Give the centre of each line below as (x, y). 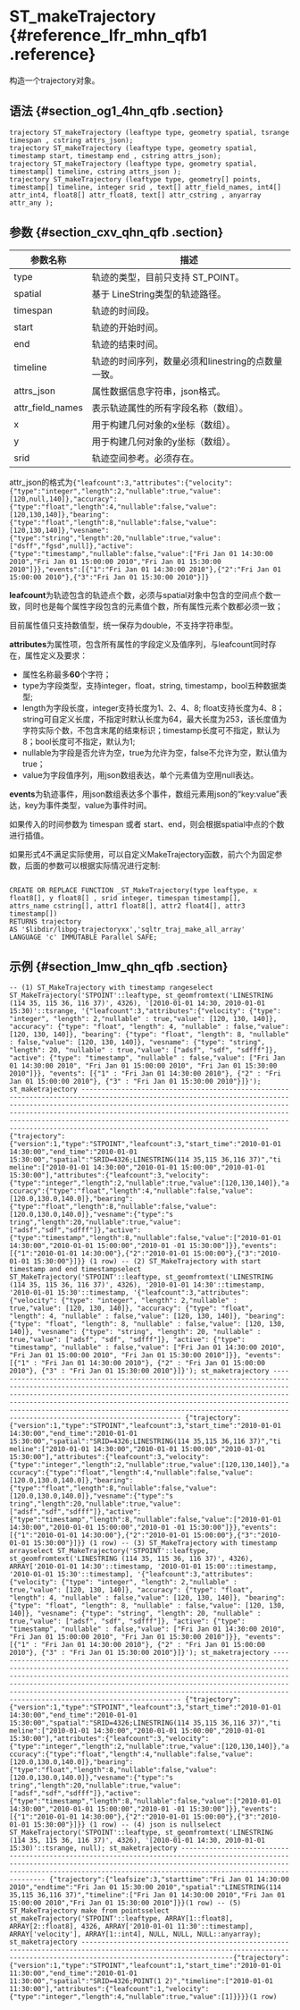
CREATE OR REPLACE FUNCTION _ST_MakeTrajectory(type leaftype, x (133, 890)
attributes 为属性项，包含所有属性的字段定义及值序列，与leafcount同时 (139, 644)
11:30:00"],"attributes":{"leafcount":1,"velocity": (109, 1989)
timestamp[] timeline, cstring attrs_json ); (95, 172)
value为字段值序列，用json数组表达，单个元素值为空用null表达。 (140, 774)
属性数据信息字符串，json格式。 (158, 391)
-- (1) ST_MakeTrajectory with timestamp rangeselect (112, 988)
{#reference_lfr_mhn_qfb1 (108, 35)
